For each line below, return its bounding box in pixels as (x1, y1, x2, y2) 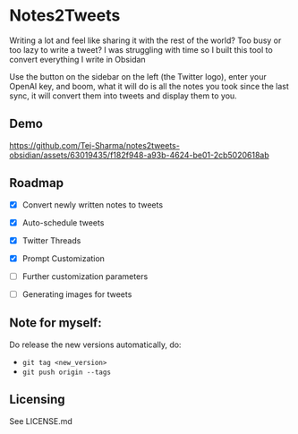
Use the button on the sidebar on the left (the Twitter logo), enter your (9, 71, 267, 81)
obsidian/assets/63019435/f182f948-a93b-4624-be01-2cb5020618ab (9, 149, 270, 160)
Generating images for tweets (21, 288, 132, 300)
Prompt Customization (21, 252, 106, 264)
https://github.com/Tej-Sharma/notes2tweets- (9, 140, 181, 150)
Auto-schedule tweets (21, 217, 105, 228)
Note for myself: (9, 315, 102, 331)
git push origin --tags (21, 368, 112, 377)
